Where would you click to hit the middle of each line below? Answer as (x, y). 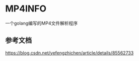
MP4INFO (26, 9)
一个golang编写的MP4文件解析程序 (42, 23)
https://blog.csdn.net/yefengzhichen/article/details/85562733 (69, 52)
